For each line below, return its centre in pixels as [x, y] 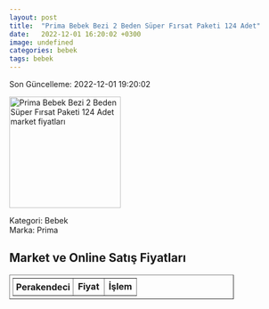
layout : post [33, 17]
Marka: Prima [34, 230]
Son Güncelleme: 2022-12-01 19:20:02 [80, 84]
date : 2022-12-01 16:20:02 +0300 [75, 34]
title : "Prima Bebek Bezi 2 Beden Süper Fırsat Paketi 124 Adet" [135, 26]
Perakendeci [44, 287]
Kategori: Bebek [39, 220]
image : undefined [41, 42]
